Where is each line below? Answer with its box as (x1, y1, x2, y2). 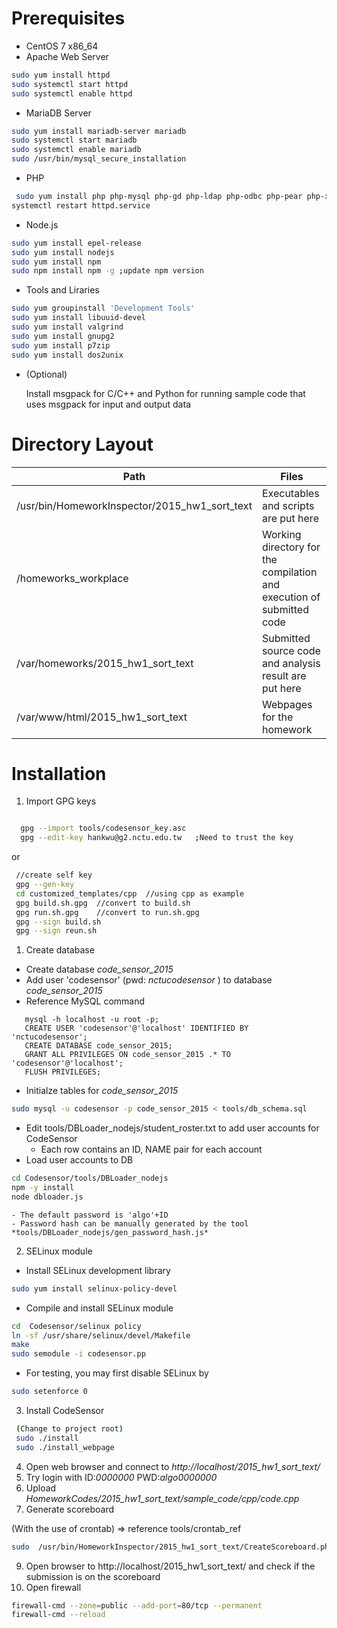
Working (261, 527, 302, 541)
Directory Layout (11, 433, 154, 456)
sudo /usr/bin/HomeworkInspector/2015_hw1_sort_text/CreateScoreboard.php (11, 1542, 334, 1552)
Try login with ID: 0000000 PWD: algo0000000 (25, 1471, 218, 1483)
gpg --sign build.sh (15, 917, 102, 927)
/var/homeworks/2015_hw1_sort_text (16, 656, 194, 670)
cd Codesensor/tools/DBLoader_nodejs (11, 1173, 169, 1184)
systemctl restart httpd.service (11, 200, 151, 211)
